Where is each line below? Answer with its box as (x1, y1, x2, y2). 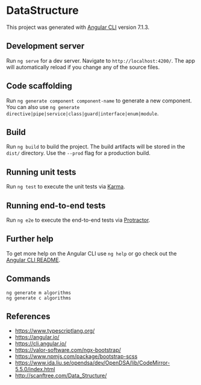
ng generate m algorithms (6, 290, 71, 296)
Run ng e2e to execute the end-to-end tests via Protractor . (6, 216, 150, 224)
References (6, 311, 51, 322)
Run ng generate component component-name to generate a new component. (6, 97, 193, 104)
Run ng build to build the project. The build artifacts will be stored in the (6, 143, 185, 151)
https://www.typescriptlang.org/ (14, 327, 95, 334)
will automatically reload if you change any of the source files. (6, 63, 160, 70)
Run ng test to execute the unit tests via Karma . (6, 183, 125, 190)
